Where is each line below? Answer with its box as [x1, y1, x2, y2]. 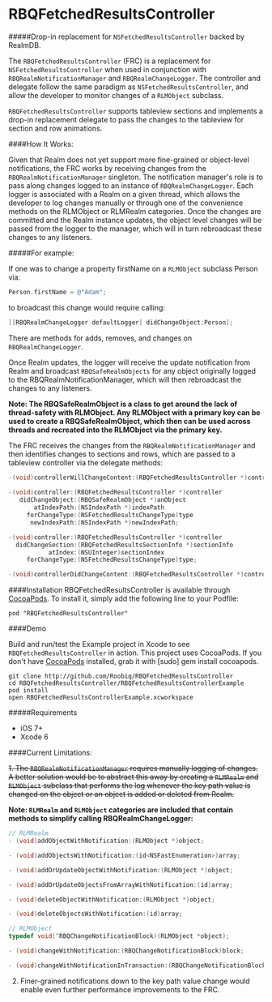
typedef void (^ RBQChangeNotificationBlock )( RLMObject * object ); [8, 932, 230, 940]
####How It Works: [8, 139, 74, 148]
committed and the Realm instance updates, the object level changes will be [8, 215, 262, 225]
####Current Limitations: [8, 747, 92, 758]
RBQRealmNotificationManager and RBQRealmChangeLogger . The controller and [8, 73, 261, 83]
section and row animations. [8, 123, 103, 133]
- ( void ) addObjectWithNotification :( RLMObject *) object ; [8, 837, 205, 846]
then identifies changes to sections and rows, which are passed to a [8, 449, 236, 459]
